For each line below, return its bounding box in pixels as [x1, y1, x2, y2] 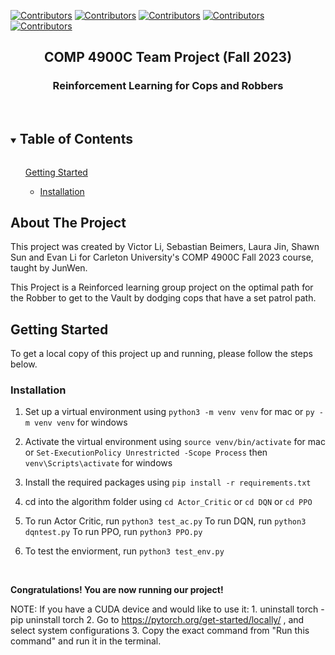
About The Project [10, 214, 127, 231]
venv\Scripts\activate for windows [24, 457, 173, 469]
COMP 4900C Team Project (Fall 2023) [43, 49, 293, 66]
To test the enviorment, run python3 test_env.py [24, 545, 225, 557]
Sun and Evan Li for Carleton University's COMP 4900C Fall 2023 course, [10, 251, 314, 264]
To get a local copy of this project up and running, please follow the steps [10, 348, 313, 360]
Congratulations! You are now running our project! [10, 584, 224, 596]
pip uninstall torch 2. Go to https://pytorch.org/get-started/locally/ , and [10, 614, 305, 626]
